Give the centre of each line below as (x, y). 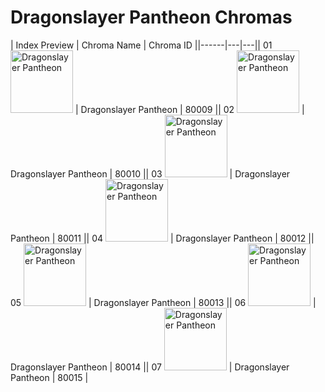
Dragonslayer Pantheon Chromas (151, 17)
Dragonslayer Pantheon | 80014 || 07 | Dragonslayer (150, 367)
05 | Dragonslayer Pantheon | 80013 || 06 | (163, 302)
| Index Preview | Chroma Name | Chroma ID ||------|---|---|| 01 (141, 45)
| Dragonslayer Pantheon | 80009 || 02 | (189, 109)
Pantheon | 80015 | (49, 377)
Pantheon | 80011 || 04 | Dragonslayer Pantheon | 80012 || (162, 238)
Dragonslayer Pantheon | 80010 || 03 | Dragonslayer (150, 173)
